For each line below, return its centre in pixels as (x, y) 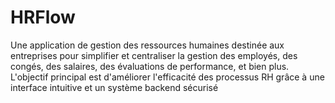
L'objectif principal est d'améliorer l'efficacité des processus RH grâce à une (167, 77)
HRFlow (43, 17)
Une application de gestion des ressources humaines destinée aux (147, 45)
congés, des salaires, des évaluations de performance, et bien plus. (150, 66)
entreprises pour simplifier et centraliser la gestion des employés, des (154, 55)
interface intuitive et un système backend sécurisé (114, 87)
